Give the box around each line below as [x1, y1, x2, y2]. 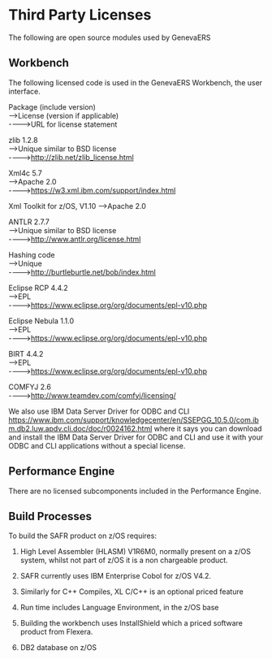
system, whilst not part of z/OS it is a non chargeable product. [19, 555, 229, 566]
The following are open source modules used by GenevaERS [8, 33, 211, 42]
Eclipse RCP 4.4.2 [8, 283, 69, 293]
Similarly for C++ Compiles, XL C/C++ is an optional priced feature [19, 587, 244, 596]
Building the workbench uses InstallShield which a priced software [19, 618, 244, 628]
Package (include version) [8, 102, 96, 111]
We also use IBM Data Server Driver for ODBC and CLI [8, 406, 190, 416]
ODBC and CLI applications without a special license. [8, 440, 186, 450]
